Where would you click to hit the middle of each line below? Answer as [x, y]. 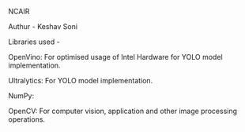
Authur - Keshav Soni [43, 26]
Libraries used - [34, 42]
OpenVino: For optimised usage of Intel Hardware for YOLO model [115, 57]
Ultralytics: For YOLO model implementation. [81, 81]
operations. [27, 119]
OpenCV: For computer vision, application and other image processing [123, 111]
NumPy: [21, 96]
